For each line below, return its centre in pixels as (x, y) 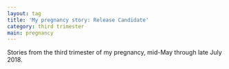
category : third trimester (46, 26)
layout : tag (24, 13)
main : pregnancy (30, 33)
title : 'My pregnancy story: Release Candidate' (78, 20)
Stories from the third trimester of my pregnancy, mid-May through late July (115, 52)
